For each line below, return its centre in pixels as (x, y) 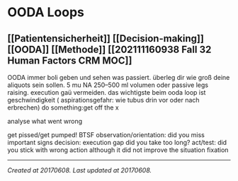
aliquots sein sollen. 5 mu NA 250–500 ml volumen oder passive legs (108, 85)
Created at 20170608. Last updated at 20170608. (80, 170)
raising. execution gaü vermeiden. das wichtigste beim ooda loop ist (107, 92)
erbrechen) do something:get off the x (63, 107)
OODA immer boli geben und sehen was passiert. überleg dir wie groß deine (119, 77)
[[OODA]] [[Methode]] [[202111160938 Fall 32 (109, 49)
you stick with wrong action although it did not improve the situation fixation (118, 150)
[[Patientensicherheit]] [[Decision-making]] (106, 39)
